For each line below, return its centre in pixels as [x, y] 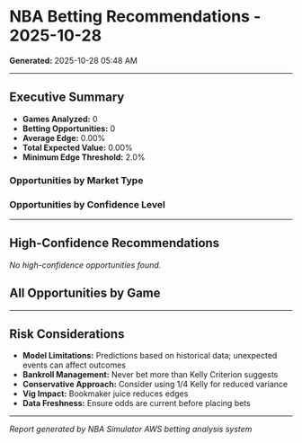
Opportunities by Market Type [76, 180]
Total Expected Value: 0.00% [77, 147]
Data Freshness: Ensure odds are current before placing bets [136, 403]
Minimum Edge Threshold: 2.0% [84, 157]
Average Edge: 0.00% [64, 137]
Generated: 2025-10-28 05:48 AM [73, 60]
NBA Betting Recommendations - [135, 17]
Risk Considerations [67, 334]
